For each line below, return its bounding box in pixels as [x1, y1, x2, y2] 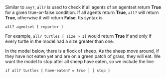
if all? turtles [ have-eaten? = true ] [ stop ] [5, 68, 111, 73]
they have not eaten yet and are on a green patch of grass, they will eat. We [5, 53, 161, 59]
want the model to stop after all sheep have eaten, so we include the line [5, 59, 154, 64]
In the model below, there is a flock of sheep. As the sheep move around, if [5, 48, 160, 54]
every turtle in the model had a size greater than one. [5, 38, 114, 44]
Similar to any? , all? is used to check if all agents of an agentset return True [5, 4, 162, 10]
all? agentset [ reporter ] [5, 24, 64, 29]
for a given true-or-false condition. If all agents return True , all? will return [5, 9, 159, 15]
